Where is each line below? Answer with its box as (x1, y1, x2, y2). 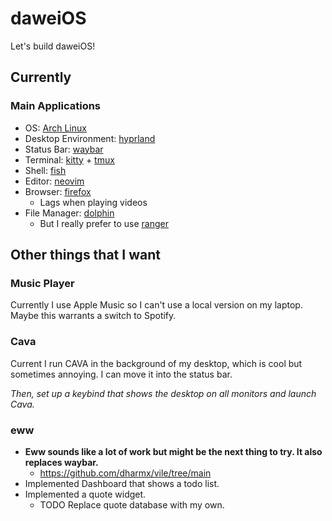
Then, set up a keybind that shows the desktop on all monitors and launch (10, 387, 317, 399)
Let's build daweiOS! (10, 40, 96, 52)
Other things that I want (10, 247, 161, 264)
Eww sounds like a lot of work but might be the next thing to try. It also (24, 445, 323, 457)
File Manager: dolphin (24, 207, 115, 219)
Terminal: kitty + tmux (24, 153, 115, 166)
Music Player (10, 276, 75, 290)
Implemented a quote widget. (24, 488, 147, 500)
